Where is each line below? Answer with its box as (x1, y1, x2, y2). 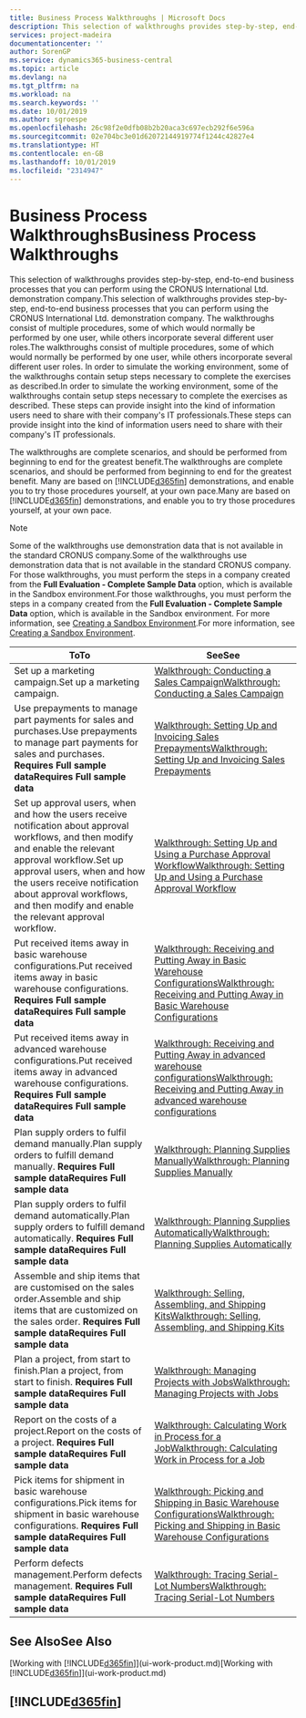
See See (206, 649, 240, 662)
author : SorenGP (9, 47, 71, 57)
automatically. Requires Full (14, 1232, 134, 1245)
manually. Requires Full (14, 1160, 116, 1173)
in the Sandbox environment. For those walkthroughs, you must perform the (9, 589, 291, 600)
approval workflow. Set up (14, 854, 125, 866)
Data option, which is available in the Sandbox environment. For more (9, 608, 270, 619)
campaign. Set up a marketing (14, 676, 140, 688)
